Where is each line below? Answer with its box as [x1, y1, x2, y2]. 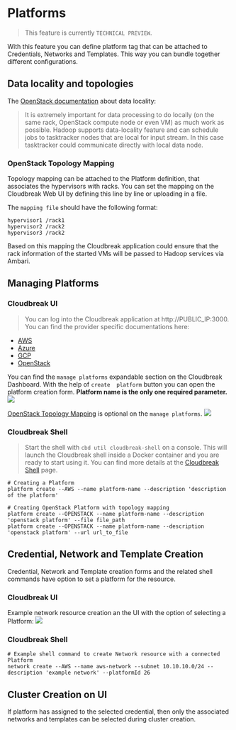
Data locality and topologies [7, 78, 134, 90]
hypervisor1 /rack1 [7, 217, 65, 224]
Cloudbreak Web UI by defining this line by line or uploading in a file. [7, 189, 208, 198]
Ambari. [7, 257, 30, 265]
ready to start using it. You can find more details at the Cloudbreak [24, 458, 220, 467]
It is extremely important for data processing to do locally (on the [24, 110, 215, 118]
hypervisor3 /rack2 [7, 229, 65, 237]
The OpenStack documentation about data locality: [7, 96, 157, 105]
